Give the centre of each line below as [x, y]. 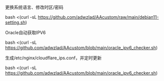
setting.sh [15, 22]
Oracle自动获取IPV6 [26, 33]
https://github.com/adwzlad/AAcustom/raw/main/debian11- [98, 17]
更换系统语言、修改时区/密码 [34, 7]
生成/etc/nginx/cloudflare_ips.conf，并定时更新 [53, 58]
